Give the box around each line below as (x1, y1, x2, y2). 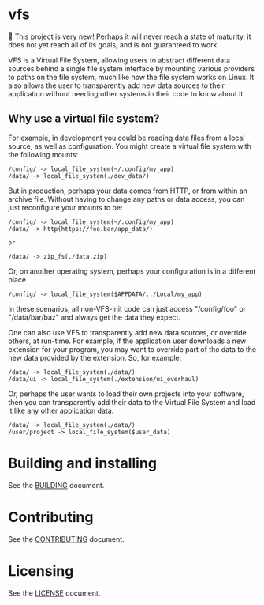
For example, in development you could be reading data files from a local (8, 133, 245, 142)
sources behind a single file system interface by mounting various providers (8, 63, 255, 73)
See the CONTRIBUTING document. (8, 534, 125, 543)
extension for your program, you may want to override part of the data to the (8, 344, 257, 354)
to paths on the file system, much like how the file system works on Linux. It (8, 72, 255, 81)
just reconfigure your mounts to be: (8, 202, 124, 212)
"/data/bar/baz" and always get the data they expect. (8, 312, 181, 322)
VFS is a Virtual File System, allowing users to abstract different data (8, 55, 231, 65)
